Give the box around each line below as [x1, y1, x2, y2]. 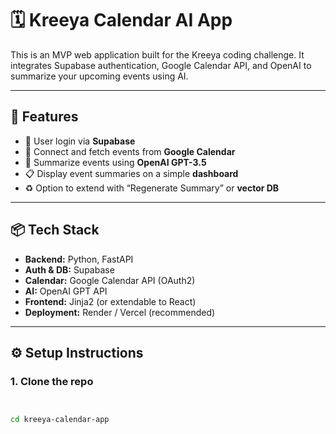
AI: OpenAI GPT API [24, 285, 108, 297]
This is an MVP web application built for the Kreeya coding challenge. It [10, 48, 305, 61]
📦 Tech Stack [10, 222, 100, 239]
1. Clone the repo [10, 374, 94, 388]
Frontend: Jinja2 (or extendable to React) [24, 295, 197, 307]
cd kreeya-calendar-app [10, 415, 110, 425]
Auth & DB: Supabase [24, 263, 115, 276]
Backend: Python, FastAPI [24, 253, 134, 265]
